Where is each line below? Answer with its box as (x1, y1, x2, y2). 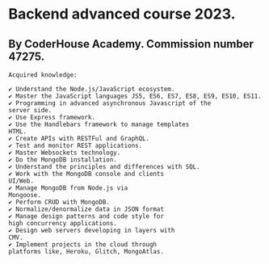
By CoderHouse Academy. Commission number (8, 37, 254, 51)
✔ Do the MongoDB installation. (8, 156, 117, 164)
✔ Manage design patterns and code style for (8, 212, 164, 220)
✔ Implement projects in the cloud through (8, 241, 158, 249)
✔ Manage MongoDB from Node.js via (8, 184, 128, 192)
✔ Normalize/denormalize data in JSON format (8, 205, 164, 213)
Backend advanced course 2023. (8, 5, 236, 23)
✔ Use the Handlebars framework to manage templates (8, 120, 190, 128)
